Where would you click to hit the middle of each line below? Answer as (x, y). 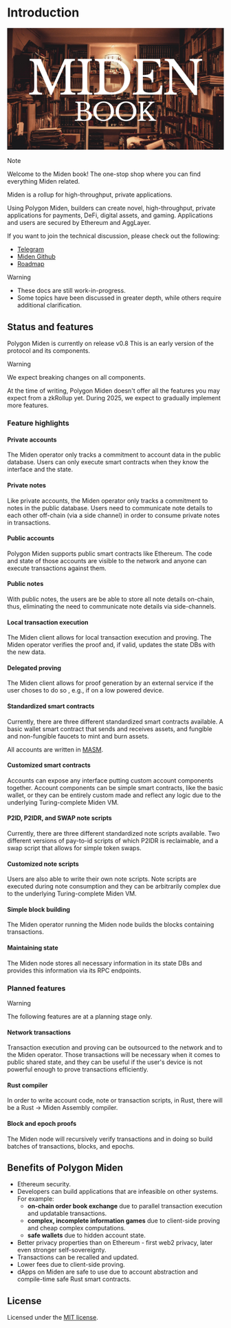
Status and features (51, 327)
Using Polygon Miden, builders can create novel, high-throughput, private (111, 208)
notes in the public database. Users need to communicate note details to (110, 508)
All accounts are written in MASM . (55, 749)
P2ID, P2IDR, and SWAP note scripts (59, 818)
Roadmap (31, 264)
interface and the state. (40, 470)
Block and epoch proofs (42, 1123)
